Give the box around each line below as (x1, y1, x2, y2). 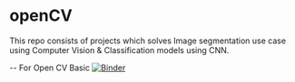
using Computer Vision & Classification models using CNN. (9, 44, 230, 55)
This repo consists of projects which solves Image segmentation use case (9, 35, 287, 46)
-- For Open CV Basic (9, 62, 91, 73)
